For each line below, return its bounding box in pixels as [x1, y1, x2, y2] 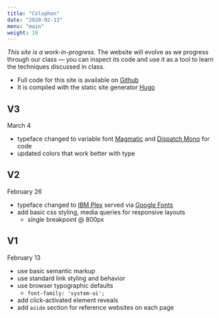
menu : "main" [7, 23, 45, 30]
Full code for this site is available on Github [16, 76, 139, 84]
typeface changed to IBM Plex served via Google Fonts [16, 201, 173, 209]
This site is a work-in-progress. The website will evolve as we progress [7, 48, 209, 56]
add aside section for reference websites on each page [16, 303, 174, 311]
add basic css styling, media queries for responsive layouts [16, 207, 186, 216]
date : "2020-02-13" [7, 16, 63, 23]
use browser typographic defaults [16, 281, 113, 289]
